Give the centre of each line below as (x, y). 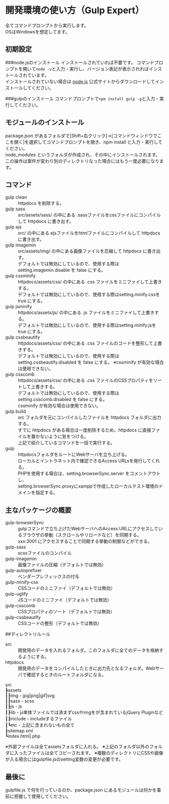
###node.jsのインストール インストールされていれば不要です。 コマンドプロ (84, 62)
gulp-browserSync (25, 523)
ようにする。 (36, 656)
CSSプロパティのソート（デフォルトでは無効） (66, 612)
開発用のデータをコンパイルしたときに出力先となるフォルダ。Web (87, 668)
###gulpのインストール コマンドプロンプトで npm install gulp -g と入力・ (82, 98)
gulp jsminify (18, 307)
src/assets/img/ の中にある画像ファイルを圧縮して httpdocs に (83, 251)
